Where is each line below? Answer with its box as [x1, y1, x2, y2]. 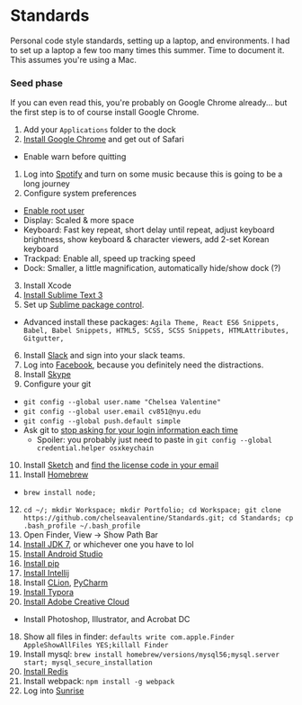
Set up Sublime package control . [22, 299, 145, 311]
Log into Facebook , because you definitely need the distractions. [22, 359, 264, 370]
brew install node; [22, 488, 97, 498]
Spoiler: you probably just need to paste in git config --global [36, 434, 272, 446]
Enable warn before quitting [22, 151, 127, 162]
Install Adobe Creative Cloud [22, 596, 129, 608]
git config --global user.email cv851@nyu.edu [22, 407, 201, 417]
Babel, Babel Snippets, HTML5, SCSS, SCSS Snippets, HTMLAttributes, [22, 326, 290, 336]
